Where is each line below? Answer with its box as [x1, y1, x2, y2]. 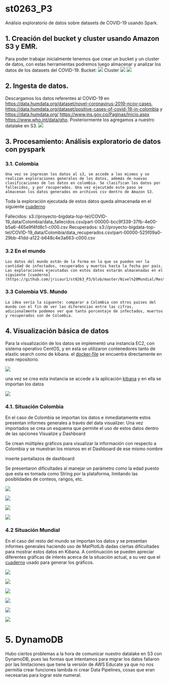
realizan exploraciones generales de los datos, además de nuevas [5, 176, 147, 181]
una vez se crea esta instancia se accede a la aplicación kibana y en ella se [5, 375, 161, 381]
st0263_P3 [5, 3, 53, 15]
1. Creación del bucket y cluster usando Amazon [5, 34, 159, 43]
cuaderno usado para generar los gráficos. [5, 559, 94, 566]
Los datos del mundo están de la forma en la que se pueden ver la [5, 259, 150, 264]
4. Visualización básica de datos [5, 327, 109, 335]
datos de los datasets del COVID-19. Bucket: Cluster [5, 67, 119, 73]
